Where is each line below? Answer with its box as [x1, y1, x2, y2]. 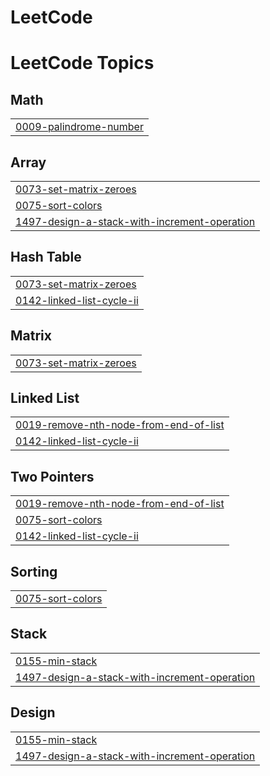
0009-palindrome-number [15, 120, 144, 134]
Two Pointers [10, 468, 95, 485]
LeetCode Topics [10, 52, 155, 75]
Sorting [10, 563, 58, 580]
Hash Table [10, 249, 82, 266]
